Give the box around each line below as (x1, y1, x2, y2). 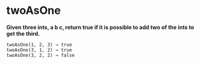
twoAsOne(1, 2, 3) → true (6, 42, 72, 48)
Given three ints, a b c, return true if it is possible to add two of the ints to (6, 24, 195, 31)
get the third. (6, 30, 40, 37)
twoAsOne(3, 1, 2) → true (6, 46, 72, 53)
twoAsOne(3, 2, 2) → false (6, 52, 75, 58)
